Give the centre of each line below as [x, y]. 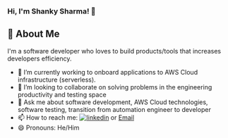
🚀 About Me [34, 34]
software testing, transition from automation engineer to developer [114, 109]
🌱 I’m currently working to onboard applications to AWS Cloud [108, 72]
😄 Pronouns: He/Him [48, 127]
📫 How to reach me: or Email [76, 117]
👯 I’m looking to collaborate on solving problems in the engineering [115, 87]
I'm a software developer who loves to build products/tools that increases [114, 51]
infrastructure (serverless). [57, 80]
